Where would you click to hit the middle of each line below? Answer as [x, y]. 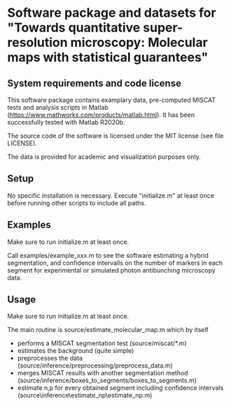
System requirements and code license [94, 83]
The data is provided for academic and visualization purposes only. [104, 157]
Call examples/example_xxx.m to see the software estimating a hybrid [108, 255]
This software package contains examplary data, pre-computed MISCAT [112, 100]
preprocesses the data [50, 358]
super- [163, 28]
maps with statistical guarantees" [108, 58]
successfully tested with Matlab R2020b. [66, 122]
